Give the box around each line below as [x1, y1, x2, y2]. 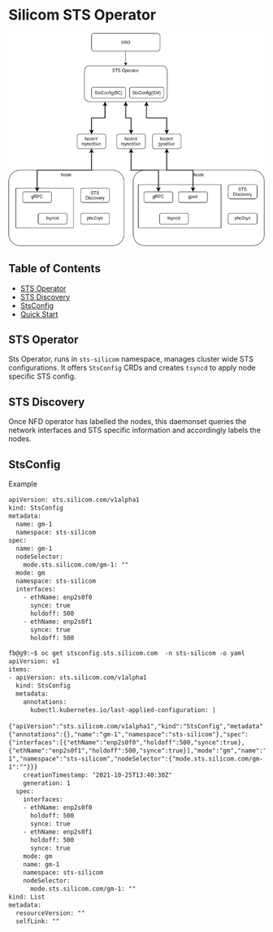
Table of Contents [8, 262, 102, 275]
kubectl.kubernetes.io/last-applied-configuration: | [29, 706, 217, 714]
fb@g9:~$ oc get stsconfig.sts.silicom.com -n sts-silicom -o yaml [8, 649, 245, 657]
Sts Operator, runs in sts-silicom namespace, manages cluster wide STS [8, 354, 254, 364]
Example [8, 479, 38, 489]
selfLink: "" [15, 917, 60, 925]
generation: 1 [23, 779, 71, 787]
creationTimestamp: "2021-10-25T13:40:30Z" [23, 771, 173, 779]
